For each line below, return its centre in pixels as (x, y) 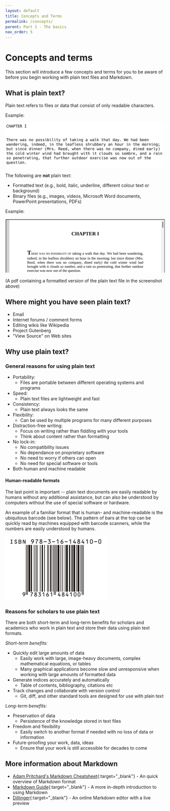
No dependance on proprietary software (62, 453)
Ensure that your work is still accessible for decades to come (84, 748)
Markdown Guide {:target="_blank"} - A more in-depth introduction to (84, 787)
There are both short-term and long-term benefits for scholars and (75, 622)
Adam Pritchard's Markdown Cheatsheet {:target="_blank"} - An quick (85, 776)
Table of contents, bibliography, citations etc (67, 685)
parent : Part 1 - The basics (36, 27)
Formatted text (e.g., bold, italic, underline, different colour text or (81, 185)
